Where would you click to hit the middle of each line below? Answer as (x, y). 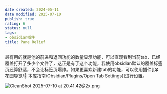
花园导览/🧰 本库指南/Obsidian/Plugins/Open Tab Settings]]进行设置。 (76, 76)
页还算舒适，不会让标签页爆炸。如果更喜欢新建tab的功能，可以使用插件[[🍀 (82, 69)
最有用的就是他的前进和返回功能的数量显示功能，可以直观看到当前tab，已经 (83, 57)
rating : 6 (15, 24)
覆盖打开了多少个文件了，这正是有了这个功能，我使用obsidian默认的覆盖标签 (84, 63)
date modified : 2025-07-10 (33, 14)
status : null (19, 28)
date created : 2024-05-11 (32, 10)
